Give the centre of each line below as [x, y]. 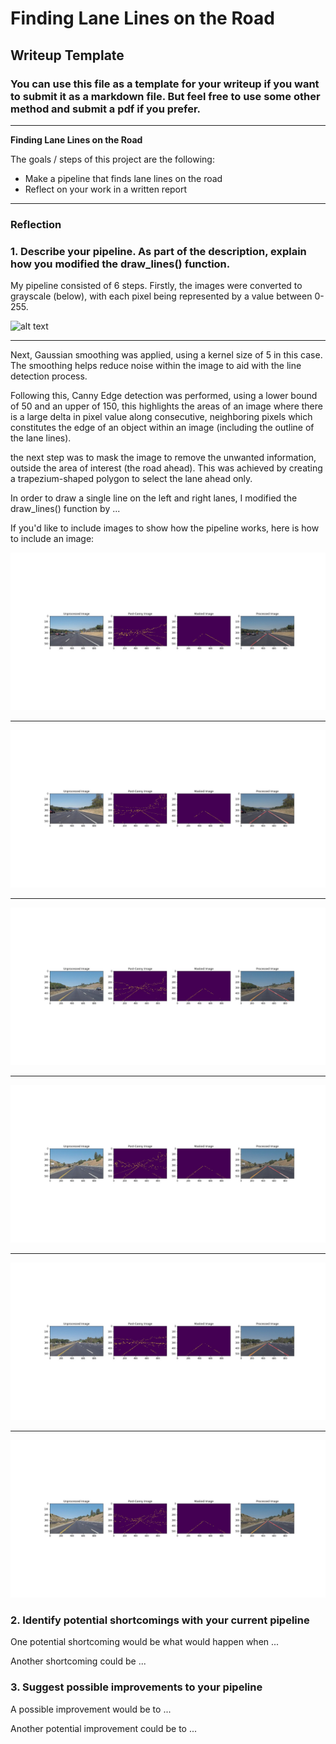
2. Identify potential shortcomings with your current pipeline [160, 1620]
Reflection [36, 224]
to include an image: [52, 539]
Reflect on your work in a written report [106, 189]
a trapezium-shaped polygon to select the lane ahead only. [131, 479]
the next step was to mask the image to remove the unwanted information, [163, 458]
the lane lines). [41, 438]
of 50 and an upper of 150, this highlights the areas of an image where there [166, 406]
